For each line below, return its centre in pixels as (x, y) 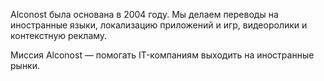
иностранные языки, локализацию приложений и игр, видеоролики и (159, 25)
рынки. (25, 65)
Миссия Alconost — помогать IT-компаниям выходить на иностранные (162, 55)
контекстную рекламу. (59, 35)
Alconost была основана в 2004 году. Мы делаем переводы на (144, 14)
